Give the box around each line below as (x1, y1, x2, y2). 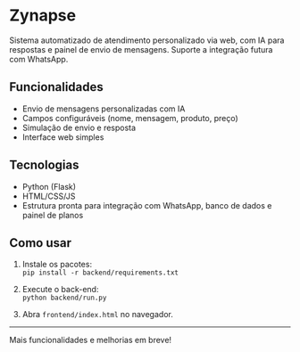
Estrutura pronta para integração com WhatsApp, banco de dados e (21, 200, 272, 210)
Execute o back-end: (21, 284, 99, 295)
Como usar (9, 235, 72, 250)
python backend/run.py (21, 293, 107, 303)
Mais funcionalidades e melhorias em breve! (9, 335, 172, 346)
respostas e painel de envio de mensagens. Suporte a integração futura (9, 44, 273, 54)
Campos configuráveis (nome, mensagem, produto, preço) (21, 112, 238, 123)
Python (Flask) (21, 181, 77, 192)
